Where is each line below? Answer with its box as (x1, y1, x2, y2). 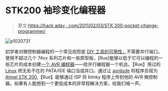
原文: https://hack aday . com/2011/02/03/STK (17, 22, 114, 28)
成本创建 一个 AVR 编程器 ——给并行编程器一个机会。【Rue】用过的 (22, 61, 161, 67)
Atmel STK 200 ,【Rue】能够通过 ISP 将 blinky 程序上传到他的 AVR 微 (5, 74, 149, 80)
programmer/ (17, 28, 46, 34)
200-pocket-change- (114, 22, 159, 28)
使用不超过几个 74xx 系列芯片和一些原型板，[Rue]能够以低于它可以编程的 (5, 54, 159, 61)
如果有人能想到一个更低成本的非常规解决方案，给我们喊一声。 (14, 80, 144, 86)
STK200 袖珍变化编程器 (5, 5, 106, 16)
